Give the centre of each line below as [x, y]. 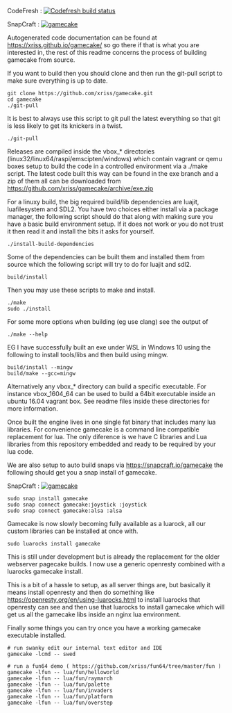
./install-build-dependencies [51, 244]
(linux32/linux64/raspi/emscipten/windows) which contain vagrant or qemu [115, 159]
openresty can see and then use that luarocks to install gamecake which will [116, 607]
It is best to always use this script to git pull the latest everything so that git [114, 118]
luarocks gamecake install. [45, 571]
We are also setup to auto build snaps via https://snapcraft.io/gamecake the [115, 465]
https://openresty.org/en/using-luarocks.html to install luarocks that [104, 600]
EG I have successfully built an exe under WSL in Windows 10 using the [109, 347]
